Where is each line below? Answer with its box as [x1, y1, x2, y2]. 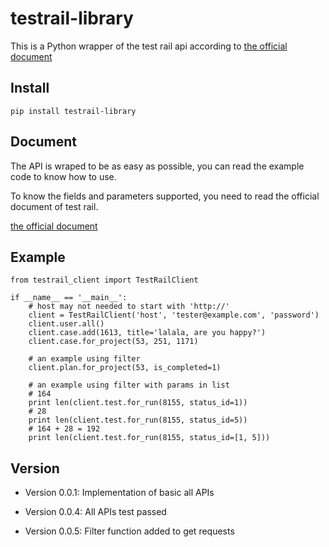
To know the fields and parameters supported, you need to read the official [10, 190, 320, 202]
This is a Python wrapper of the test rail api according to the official [10, 40, 288, 52]
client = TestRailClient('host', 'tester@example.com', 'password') [28, 310, 320, 321]
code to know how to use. [10, 170, 117, 182]
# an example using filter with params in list [28, 380, 230, 391]
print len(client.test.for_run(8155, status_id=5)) [28, 415, 248, 426]
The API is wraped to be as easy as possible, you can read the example [10, 160, 305, 172]
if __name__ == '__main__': [10, 293, 128, 303]
